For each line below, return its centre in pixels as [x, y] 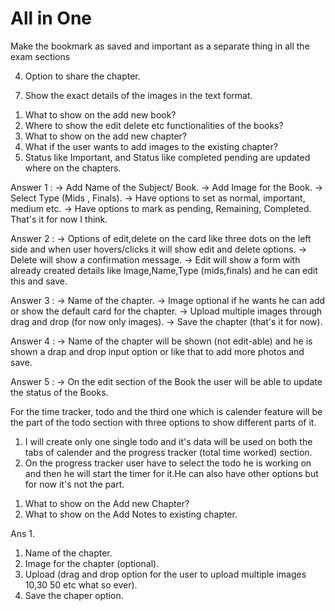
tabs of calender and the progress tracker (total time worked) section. [168, 452]
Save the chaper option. [74, 595]
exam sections [40, 56]
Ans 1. [22, 533]
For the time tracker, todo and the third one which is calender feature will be [166, 411]
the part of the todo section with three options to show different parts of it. [163, 422]
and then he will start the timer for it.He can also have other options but [171, 473]
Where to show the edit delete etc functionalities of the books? [154, 125]
